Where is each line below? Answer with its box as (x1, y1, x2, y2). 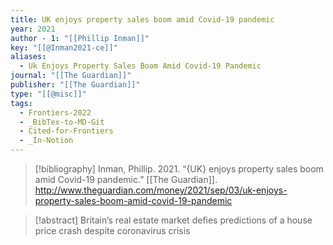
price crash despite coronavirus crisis (34, 225, 191, 236)
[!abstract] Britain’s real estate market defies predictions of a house (34, 214, 313, 226)
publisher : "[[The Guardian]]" (10, 80, 141, 90)
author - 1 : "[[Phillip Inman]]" (10, 33, 150, 43)
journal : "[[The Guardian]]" (10, 71, 132, 81)
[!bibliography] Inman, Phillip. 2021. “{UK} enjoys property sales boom (34, 163, 324, 175)
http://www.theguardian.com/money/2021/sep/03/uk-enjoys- (34, 184, 288, 196)
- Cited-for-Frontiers (19, 126, 114, 136)
